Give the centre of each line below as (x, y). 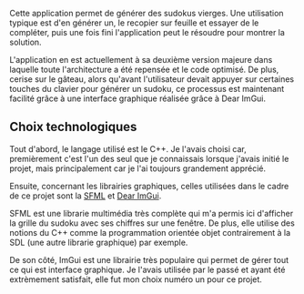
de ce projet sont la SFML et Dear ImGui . (86, 196)
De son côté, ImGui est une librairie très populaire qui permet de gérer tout (149, 259)
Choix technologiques (73, 127)
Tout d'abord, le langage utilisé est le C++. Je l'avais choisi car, (128, 148)
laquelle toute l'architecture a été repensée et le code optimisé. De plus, (144, 69)
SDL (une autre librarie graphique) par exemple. (99, 242)
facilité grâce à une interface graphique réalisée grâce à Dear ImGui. (138, 98)
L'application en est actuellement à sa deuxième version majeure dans (141, 60)
